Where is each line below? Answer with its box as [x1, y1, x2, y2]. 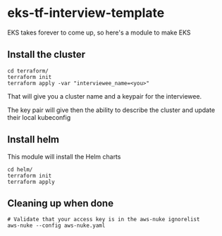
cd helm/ [7, 166, 33, 173]
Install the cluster [7, 49, 86, 61]
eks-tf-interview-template [7, 5, 165, 21]
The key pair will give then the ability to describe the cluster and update [7, 106, 216, 114]
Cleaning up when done [7, 197, 114, 209]
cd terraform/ [7, 67, 49, 75]
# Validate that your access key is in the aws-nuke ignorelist [7, 216, 200, 223]
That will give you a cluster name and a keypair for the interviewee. [7, 92, 202, 100]
